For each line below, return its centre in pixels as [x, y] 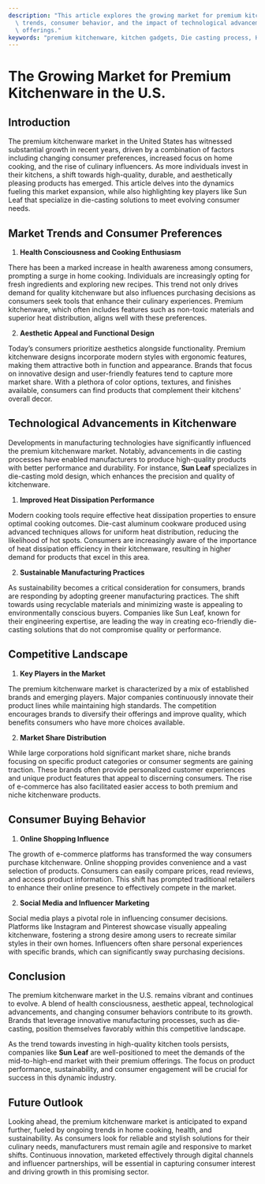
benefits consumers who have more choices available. [97, 722]
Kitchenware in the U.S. [87, 94]
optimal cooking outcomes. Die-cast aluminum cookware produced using [127, 523]
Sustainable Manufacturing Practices [82, 572]
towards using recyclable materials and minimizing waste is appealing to [125, 604]
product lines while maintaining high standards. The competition [112, 705]
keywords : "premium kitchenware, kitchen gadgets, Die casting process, [130, 37]
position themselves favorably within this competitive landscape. [141, 1029]
